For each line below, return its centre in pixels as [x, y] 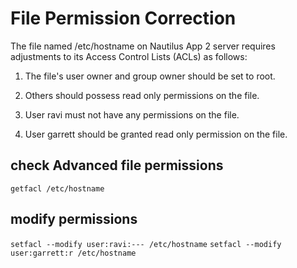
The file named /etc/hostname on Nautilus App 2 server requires [143, 46]
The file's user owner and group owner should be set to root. [150, 76]
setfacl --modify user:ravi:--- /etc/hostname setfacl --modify [146, 244]
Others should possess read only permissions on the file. [142, 95]
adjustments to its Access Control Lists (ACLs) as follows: [129, 56]
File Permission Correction [123, 18]
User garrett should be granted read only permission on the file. [156, 134]
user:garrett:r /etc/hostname [73, 253]
